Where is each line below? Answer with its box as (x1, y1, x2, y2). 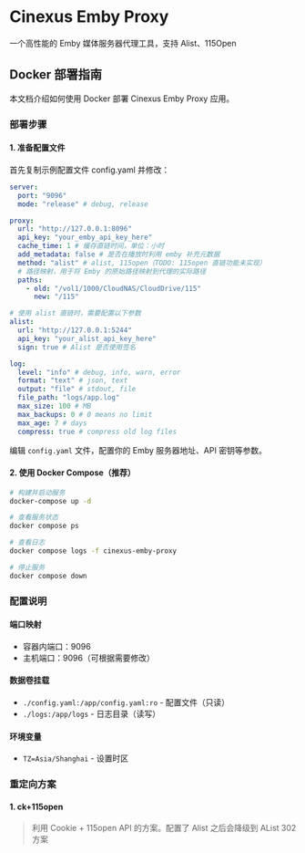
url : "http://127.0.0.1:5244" (17, 326, 132, 335)
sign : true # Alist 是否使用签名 (17, 342, 137, 352)
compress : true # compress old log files (17, 427, 178, 436)
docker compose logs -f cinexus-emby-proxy (9, 546, 178, 556)
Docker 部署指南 (9, 67, 103, 83)
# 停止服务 (9, 563, 46, 572)
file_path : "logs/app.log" (17, 393, 120, 402)
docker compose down (9, 571, 88, 580)
